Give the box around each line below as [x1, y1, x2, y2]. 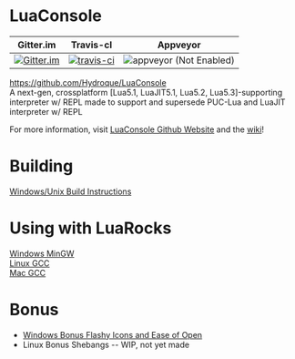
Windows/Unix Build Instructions [9, 186, 132, 197]
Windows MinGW [9, 248, 75, 259]
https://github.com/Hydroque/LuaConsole [9, 77, 167, 87]
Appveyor [157, 38, 201, 51]
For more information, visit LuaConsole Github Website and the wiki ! [9, 124, 265, 135]
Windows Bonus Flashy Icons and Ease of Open [22, 329, 203, 340]
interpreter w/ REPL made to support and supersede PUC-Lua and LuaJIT [9, 97, 286, 108]
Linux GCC [9, 257, 50, 269]
